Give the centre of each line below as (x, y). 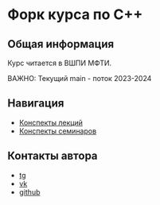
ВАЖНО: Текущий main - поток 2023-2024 (80, 78)
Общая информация (61, 44)
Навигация (36, 104)
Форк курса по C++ (75, 15)
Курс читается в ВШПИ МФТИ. (60, 63)
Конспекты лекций (51, 122)
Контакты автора (53, 156)
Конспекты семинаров (58, 131)
